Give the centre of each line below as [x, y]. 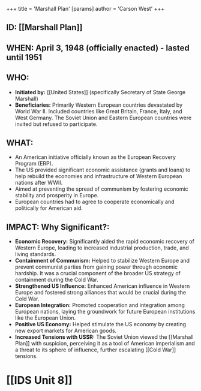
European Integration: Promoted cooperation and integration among [100, 305]
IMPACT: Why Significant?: [58, 227]
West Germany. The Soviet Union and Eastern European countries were [103, 118]
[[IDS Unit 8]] [39, 381]
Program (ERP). [34, 164]
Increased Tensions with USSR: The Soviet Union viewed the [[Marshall [104, 337]
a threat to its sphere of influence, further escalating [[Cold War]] [95, 350]
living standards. [35, 254]
